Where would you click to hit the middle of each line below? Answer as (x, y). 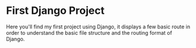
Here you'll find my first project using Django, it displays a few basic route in (98, 27)
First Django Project (55, 11)
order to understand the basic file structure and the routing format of (89, 32)
